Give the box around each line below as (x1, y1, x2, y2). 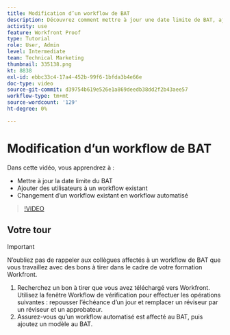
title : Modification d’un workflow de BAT (7, 10, 130, 17)
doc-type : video (7, 80, 53, 87)
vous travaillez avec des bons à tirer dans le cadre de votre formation (7, 263, 203, 271)
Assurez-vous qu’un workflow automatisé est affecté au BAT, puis (16, 312, 203, 321)
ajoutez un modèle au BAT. (16, 319, 93, 328)
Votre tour (7, 224, 51, 236)
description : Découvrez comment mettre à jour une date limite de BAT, (7, 16, 216, 23)
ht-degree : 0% (7, 105, 48, 112)
